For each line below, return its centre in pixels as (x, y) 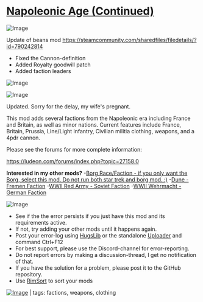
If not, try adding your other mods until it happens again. (86, 229)
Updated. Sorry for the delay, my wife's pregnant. (69, 106)
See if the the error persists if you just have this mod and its (90, 216)
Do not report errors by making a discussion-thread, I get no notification (106, 255)
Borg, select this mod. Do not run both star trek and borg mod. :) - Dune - (98, 179)
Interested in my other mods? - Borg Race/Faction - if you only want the (97, 173)
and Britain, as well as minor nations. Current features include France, (94, 125)
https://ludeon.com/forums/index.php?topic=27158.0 (73, 161)
